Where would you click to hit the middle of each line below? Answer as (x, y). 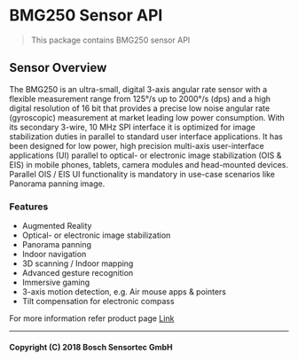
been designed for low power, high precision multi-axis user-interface (137, 145)
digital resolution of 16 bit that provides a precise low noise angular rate (140, 108)
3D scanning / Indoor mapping (78, 263)
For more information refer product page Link (92, 318)
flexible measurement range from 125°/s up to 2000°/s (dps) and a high (140, 98)
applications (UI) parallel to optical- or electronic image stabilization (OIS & (145, 155)
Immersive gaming (56, 283)
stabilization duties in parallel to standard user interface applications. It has (146, 136)
